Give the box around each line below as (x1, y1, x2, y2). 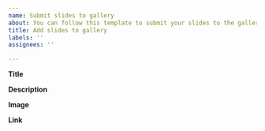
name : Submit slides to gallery (8, 11, 114, 20)
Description (8, 84, 48, 95)
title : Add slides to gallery (8, 26, 108, 34)
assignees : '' (8, 41, 55, 49)
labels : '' (8, 33, 44, 42)
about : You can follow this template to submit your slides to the (8, 19, 235, 27)
